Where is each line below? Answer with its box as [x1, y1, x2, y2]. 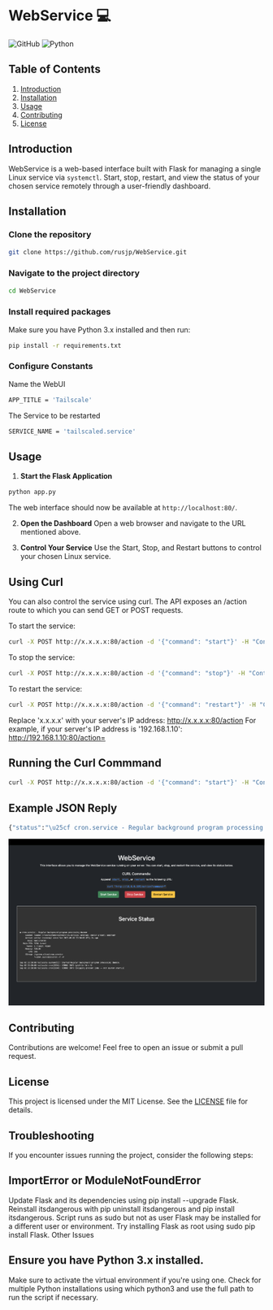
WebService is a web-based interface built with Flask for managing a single [8, 163, 262, 173]
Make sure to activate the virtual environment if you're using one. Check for [8, 1275, 262, 1285]
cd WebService [8, 287, 57, 295]
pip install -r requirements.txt [8, 341, 122, 349]
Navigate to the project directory [8, 267, 141, 279]
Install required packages [8, 306, 111, 318]
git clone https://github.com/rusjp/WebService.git [8, 249, 187, 257]
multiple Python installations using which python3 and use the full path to [8, 1283, 254, 1293]
